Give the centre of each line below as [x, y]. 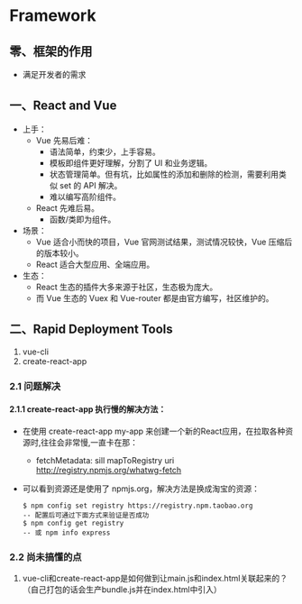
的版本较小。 [59, 252]
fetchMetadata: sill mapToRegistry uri [105, 460]
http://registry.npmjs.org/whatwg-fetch [109, 470]
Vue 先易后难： [64, 140]
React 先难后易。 [68, 207]
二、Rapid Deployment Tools [91, 329]
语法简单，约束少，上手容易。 [105, 151]
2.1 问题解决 [35, 386]
